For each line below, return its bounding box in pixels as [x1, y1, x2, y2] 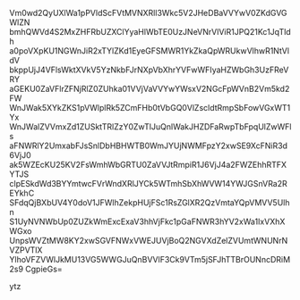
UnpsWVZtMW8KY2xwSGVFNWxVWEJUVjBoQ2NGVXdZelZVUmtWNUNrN [9, 236, 288, 246]
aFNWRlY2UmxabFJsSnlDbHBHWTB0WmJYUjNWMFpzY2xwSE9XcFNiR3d [9, 140, 288, 151]
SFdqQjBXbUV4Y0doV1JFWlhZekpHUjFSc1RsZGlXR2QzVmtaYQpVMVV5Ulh [9, 197, 290, 208]
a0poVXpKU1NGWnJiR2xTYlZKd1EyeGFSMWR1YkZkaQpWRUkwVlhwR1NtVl [9, 46, 289, 56]
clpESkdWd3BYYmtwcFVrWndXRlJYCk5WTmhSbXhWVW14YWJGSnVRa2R [9, 179, 288, 188]
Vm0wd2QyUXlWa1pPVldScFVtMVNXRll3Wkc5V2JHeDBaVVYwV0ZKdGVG [9, 8, 288, 18]
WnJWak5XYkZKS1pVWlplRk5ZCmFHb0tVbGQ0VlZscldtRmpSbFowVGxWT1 [9, 103, 291, 112]
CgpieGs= [25, 263, 63, 274]
